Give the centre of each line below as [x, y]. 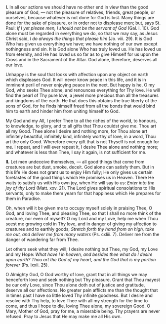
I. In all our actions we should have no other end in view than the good [77, 7]
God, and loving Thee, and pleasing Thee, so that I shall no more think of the [83, 213]
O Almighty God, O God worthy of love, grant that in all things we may [76, 274]
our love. [15, 65]
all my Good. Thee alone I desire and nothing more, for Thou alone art [77, 131]
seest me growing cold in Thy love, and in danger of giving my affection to [81, 224]
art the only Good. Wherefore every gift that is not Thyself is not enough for [83, 142]
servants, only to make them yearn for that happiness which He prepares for [83, 193]
